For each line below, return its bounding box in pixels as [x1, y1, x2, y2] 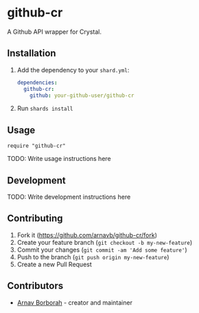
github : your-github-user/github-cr [30, 91, 134, 99]
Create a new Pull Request [16, 260, 93, 268]
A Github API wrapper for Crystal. [7, 28, 102, 36]
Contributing [7, 213, 63, 224]
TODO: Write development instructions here [7, 193, 131, 201]
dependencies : [16, 79, 58, 86]
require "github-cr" [7, 142, 67, 149]
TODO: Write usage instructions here [7, 155, 111, 163]
